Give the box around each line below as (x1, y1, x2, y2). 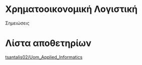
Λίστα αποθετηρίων (5, 37, 92, 49)
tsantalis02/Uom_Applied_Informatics (5, 54, 83, 60)
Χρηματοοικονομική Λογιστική (5, 3, 138, 15)
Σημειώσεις (5, 20, 30, 26)
